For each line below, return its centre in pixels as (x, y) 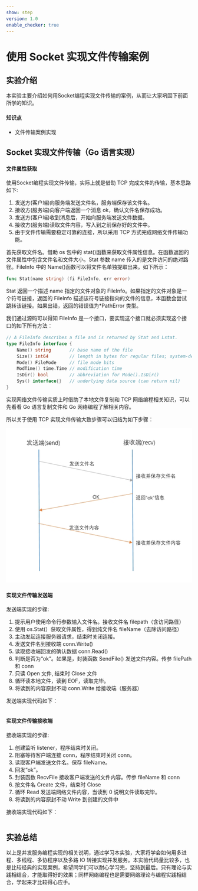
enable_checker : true (33, 25)
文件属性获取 (22, 168)
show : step (19, 12)
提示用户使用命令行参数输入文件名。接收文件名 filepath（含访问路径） (99, 622)
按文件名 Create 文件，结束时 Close (58, 784)
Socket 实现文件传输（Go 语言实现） (73, 152)
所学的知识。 (22, 103)
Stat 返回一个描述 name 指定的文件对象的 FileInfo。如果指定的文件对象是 (94, 291)
